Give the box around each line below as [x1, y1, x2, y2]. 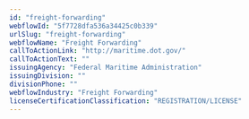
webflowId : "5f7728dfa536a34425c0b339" [9, 21, 159, 30]
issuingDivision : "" [9, 72, 87, 81]
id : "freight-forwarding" [9, 13, 106, 22]
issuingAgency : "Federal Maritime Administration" [9, 64, 202, 72]
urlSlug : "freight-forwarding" [9, 30, 126, 38]
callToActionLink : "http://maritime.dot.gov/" [9, 47, 186, 55]
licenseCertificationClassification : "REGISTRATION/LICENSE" [9, 96, 243, 106]
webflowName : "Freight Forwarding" [9, 38, 142, 47]
